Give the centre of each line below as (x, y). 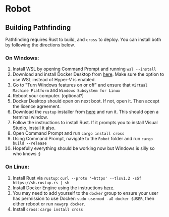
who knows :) (26, 154)
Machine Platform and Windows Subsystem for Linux (66, 90)
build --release (30, 144)
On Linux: (17, 167)
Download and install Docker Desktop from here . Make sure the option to (88, 74)
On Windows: (22, 58)
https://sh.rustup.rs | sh (41, 183)
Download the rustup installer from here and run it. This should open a (86, 112)
